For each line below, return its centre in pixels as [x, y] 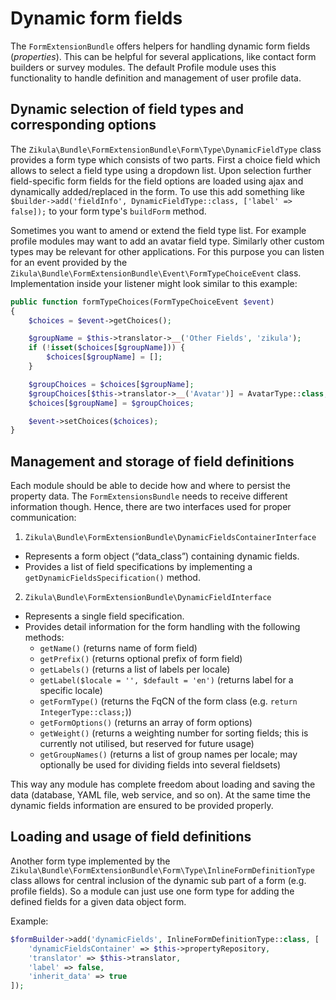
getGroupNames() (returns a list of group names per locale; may [168, 754]
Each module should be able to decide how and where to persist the [150, 486]
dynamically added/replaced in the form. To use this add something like [158, 191]
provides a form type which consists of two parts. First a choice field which [165, 159]
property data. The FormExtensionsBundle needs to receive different [149, 496]
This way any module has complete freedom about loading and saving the [163, 784]
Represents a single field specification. [104, 616]
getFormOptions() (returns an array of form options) [146, 723]
